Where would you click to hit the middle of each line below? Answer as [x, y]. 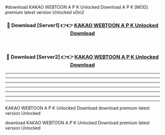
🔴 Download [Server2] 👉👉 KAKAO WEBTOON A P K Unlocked [82, 57]
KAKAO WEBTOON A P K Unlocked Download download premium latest [77, 108]
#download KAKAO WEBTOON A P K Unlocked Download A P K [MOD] [77, 7]
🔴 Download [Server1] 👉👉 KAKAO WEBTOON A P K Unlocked [82, 25]
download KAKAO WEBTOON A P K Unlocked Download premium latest [77, 123]
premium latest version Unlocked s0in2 [45, 12]
